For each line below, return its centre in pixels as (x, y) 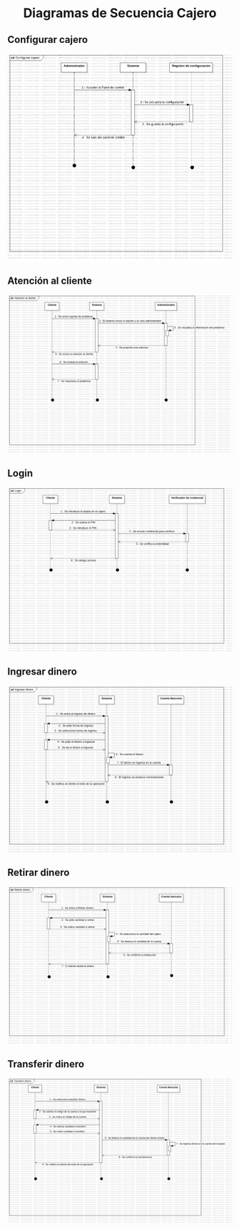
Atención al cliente (50, 281)
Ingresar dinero (42, 672)
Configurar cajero (47, 40)
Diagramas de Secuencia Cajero (120, 13)
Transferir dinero (46, 1064)
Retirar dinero (39, 872)
